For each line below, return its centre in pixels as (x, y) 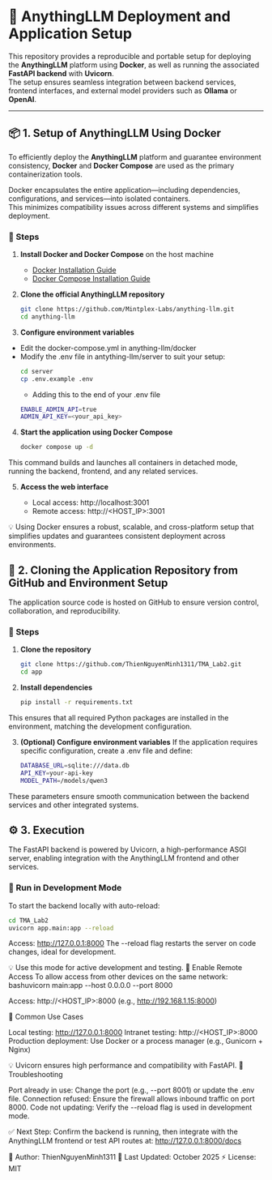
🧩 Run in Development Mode (65, 888)
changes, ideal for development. (62, 952)
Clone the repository (55, 650)
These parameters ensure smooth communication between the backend (129, 796)
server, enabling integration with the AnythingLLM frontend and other (124, 858)
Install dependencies (56, 687)
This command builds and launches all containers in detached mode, (123, 463)
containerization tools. (46, 174)
